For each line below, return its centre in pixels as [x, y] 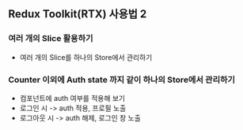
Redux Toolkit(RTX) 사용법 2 [78, 14]
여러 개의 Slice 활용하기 [51, 39]
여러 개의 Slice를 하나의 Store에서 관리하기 [86, 57]
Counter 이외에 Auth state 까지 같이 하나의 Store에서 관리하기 [122, 80]
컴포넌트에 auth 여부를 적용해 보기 [72, 98]
